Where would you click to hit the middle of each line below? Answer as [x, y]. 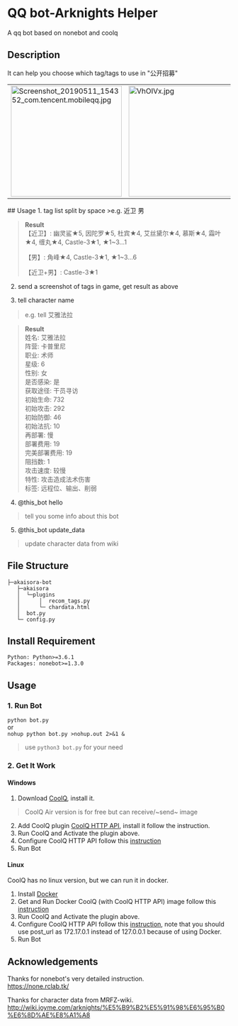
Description [34, 55]
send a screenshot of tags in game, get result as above [98, 286]
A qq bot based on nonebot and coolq [63, 33]
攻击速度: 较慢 [45, 470]
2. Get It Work [32, 766]
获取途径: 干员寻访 [51, 390]
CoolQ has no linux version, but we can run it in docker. [88, 881]
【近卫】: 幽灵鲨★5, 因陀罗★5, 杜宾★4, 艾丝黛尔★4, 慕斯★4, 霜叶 [123, 233]
